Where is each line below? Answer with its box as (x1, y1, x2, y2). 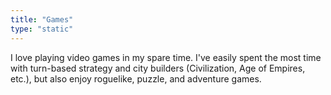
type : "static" (10, 24, 74, 34)
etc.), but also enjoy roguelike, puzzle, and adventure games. (10, 72, 262, 85)
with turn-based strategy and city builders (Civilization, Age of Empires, (10, 62, 306, 74)
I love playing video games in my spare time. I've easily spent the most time (10, 51, 322, 63)
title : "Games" (10, 14, 74, 25)
